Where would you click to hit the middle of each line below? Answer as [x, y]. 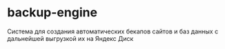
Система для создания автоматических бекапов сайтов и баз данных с [113, 31]
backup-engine [52, 13]
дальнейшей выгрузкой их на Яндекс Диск [70, 38]
